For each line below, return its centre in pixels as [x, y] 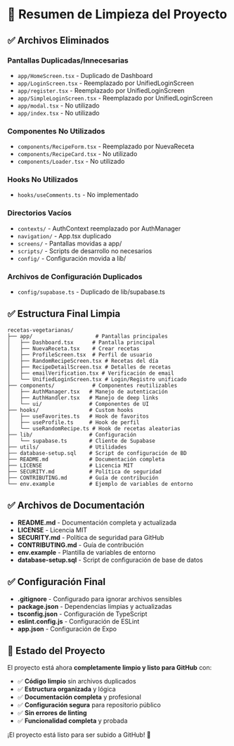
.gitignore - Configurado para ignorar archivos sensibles [100, 599]
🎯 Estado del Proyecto [56, 651]
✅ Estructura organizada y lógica [66, 689]
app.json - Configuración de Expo [67, 629]
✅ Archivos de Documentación [76, 506]
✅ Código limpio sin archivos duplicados [77, 681]
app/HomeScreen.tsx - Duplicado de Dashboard [85, 75]
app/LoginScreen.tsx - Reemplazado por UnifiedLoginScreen [106, 83]
